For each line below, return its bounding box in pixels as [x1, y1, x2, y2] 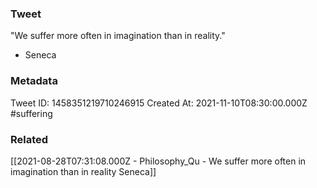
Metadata [10, 74, 58, 88]
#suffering [10, 107, 53, 119]
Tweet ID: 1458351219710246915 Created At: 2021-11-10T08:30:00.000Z [10, 97, 308, 109]
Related [10, 132, 49, 146]
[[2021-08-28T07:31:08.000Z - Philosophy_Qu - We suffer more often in [10, 155, 307, 167]
